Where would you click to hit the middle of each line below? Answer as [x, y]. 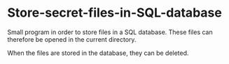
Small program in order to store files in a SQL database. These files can [110, 32]
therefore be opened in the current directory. [72, 39]
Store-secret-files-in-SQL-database [114, 13]
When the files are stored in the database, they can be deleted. [98, 53]
